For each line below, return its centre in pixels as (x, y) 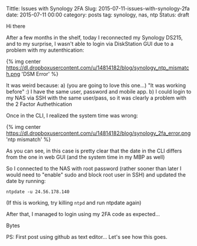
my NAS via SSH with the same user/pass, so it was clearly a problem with (96, 98)
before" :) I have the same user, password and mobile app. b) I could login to (99, 92)
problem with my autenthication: (45, 50)
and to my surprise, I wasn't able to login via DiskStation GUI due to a (90, 44)
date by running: (26, 181)
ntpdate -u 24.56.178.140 (38, 192)
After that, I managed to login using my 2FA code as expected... (83, 214)
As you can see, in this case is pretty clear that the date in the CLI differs (94, 151)
